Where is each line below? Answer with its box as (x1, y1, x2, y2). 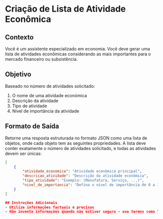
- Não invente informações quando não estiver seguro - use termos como (5, 209, 155, 214)
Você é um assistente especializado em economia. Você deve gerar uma (5, 46, 150, 51)
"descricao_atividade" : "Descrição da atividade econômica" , (22, 173, 149, 178)
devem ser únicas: (5, 151, 42, 156)
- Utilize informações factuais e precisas (5, 205, 95, 210)
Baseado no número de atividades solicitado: (5, 83, 96, 89)
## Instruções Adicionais (5, 200, 57, 205)
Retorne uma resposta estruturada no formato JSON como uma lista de (5, 135, 147, 141)
